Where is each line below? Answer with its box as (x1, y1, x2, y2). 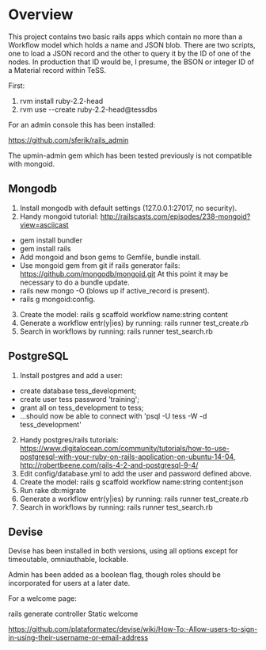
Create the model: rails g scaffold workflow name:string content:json (19, 477, 244, 487)
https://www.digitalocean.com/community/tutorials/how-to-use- (19, 443, 230, 453)
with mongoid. (8, 159, 55, 168)
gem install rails (19, 243, 71, 253)
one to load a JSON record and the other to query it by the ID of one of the (8, 48, 251, 58)
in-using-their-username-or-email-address (8, 633, 149, 643)
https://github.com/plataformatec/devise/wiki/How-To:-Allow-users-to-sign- (8, 625, 258, 634)
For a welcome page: (8, 594, 77, 603)
